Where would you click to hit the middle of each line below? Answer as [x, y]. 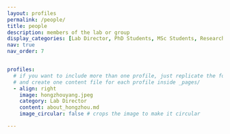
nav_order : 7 [26, 52]
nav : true [21, 45]
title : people [27, 26]
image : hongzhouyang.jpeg [56, 95]
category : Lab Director [53, 101]
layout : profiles [32, 13]
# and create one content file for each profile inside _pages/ [107, 82]
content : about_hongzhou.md [59, 107]
